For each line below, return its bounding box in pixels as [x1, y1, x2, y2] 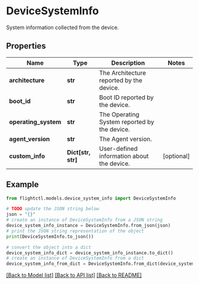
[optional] [162, 152, 190, 160]
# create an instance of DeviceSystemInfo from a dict [6, 255, 145, 261]
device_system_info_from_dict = [6, 261, 86, 267]
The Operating [99, 110, 140, 118]
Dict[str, [67, 148, 91, 156]
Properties [6, 41, 46, 51]
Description [111, 58, 145, 67]
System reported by [99, 118, 155, 126]
